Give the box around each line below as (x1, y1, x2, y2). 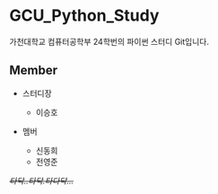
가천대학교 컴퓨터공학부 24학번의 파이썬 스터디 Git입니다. (9, 36, 209, 47)
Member (9, 63, 58, 78)
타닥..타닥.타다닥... (9, 175, 74, 186)
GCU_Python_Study (9, 5, 160, 26)
